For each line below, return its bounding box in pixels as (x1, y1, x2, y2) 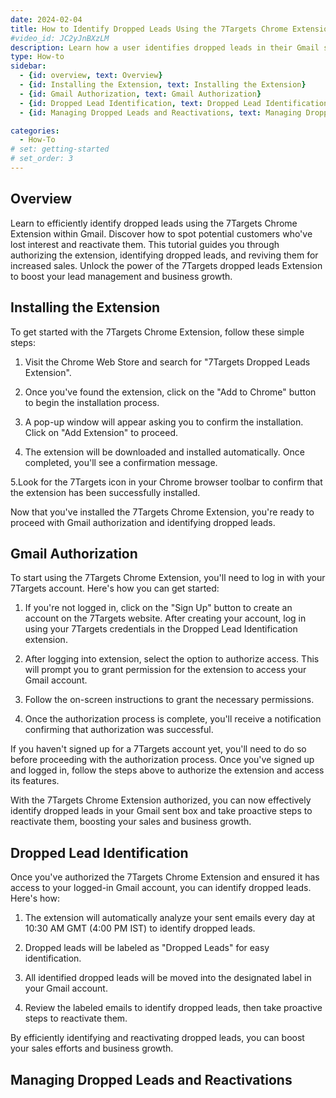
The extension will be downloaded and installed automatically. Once (24, 446, 305, 458)
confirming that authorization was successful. (24, 724, 214, 736)
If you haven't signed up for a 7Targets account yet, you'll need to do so (10, 743, 307, 755)
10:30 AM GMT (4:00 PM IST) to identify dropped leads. (24, 922, 256, 935)
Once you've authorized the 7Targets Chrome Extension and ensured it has (10, 871, 320, 883)
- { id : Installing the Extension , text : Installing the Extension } (19, 80, 307, 90)
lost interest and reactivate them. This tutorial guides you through (10, 238, 280, 250)
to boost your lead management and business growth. (10, 270, 233, 282)
